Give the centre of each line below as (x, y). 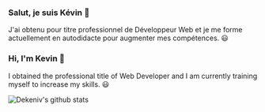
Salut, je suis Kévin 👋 (49, 13)
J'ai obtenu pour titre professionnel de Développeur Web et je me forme (125, 30)
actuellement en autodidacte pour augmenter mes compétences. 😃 (119, 38)
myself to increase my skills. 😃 (59, 84)
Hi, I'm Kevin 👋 (37, 58)
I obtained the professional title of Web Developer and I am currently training (133, 76)
